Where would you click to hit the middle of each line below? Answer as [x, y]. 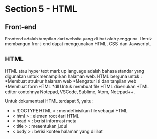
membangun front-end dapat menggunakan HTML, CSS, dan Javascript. [78, 44]
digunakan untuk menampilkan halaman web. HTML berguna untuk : [74, 76]
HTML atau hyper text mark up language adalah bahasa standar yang [75, 71]
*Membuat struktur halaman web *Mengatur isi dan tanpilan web [71, 81]
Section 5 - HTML [41, 9]
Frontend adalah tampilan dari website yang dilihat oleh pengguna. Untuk [78, 39]
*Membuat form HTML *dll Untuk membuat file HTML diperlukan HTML [77, 86]
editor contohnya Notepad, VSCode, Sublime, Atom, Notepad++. [70, 92]
